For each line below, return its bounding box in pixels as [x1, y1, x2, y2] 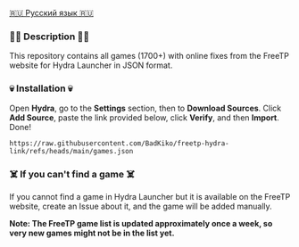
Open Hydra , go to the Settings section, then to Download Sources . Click [9, 103, 282, 113]
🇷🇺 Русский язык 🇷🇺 [9, 8, 94, 18]
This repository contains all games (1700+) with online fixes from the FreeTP [9, 51, 290, 62]
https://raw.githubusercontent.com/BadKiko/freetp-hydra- [9, 138, 229, 148]
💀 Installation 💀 [9, 82, 73, 95]
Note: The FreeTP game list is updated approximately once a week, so [9, 218, 273, 228]
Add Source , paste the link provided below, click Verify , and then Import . [9, 111, 279, 123]
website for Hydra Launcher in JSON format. [9, 60, 173, 70]
